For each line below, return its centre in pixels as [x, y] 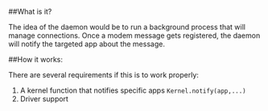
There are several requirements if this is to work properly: [104, 75]
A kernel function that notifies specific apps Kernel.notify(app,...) [133, 90]
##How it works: [35, 59]
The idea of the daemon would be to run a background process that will [127, 27]
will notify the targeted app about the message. [87, 44]
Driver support [44, 99]
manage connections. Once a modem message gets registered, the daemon [134, 36]
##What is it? [30, 12]
